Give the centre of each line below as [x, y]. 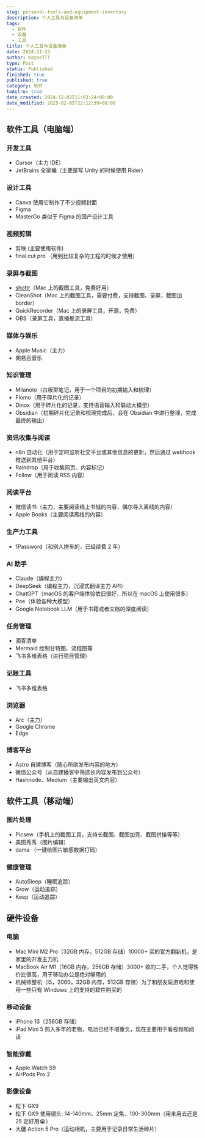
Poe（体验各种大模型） [44, 601]
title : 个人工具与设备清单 [37, 46]
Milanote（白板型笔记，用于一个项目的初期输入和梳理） [85, 390]
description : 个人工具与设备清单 [45, 18]
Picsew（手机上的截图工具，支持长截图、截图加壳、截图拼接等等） [99, 834]
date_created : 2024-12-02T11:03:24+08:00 [60, 97]
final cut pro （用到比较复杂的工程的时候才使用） [77, 256]
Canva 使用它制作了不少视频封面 [56, 202]
